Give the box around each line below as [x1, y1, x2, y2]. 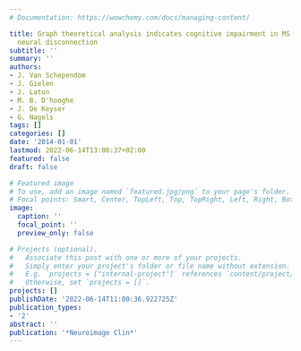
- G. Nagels [9, 113, 54, 122]
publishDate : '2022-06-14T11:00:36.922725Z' [9, 295, 178, 304]
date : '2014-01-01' [9, 138, 82, 147]
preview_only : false [17, 228, 94, 237]
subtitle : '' [9, 46, 58, 55]
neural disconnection [17, 38, 99, 47]
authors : [9, 63, 42, 72]
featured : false [9, 154, 70, 163]
